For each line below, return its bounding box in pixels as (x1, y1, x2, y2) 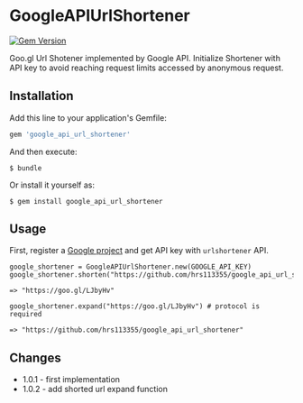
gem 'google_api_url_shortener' (9, 130, 131, 139)
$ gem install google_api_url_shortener (9, 197, 164, 206)
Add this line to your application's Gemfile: (9, 112, 167, 123)
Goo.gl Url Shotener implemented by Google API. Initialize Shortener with (9, 52, 281, 63)
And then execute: (9, 146, 78, 157)
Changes (9, 350, 61, 365)
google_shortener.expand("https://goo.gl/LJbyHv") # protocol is (9, 302, 260, 311)
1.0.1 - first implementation (22, 374, 120, 385)
